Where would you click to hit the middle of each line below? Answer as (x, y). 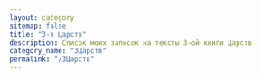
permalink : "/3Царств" (52, 59)
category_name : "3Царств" (58, 51)
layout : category (42, 17)
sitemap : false (38, 26)
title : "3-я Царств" (48, 34)
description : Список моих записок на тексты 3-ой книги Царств (131, 43)
